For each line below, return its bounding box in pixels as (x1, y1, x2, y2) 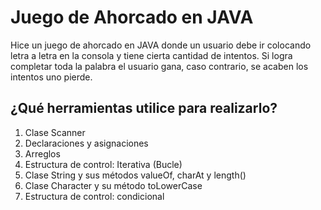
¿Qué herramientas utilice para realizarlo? (10, 100, 278, 117)
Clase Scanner (24, 126, 86, 138)
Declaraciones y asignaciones (24, 137, 149, 149)
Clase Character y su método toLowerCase (24, 179, 203, 191)
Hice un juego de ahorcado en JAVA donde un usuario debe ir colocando (10, 39, 312, 51)
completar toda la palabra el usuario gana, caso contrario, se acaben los (10, 60, 309, 72)
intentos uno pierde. (10, 71, 93, 83)
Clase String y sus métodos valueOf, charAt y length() (24, 169, 247, 181)
